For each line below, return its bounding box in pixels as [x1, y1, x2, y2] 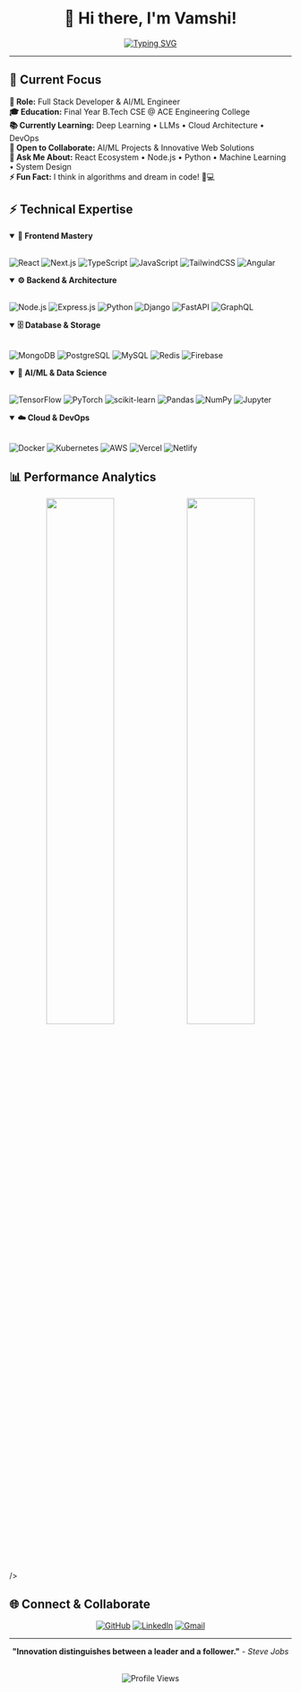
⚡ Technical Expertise [9, 202, 133, 217]
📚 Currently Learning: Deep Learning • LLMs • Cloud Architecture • [9, 119, 265, 130]
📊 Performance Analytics [9, 469, 157, 484]
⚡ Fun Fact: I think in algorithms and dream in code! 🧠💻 [9, 171, 215, 182]
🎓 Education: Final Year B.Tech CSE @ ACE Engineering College [9, 106, 251, 117]
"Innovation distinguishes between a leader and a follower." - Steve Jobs [12, 1646, 289, 1657]
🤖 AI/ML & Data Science [17, 367, 107, 378]
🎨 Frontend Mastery [17, 230, 93, 241]
